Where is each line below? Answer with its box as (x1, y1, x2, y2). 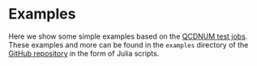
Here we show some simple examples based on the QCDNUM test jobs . (8, 31, 248, 41)
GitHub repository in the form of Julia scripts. (8, 48, 160, 58)
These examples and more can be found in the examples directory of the (8, 39, 249, 49)
